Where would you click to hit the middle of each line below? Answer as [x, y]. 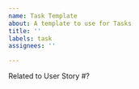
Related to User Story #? [49, 76]
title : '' [25, 31]
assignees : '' [32, 46]
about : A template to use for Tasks [70, 23]
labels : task [30, 38]
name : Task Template [43, 16]
